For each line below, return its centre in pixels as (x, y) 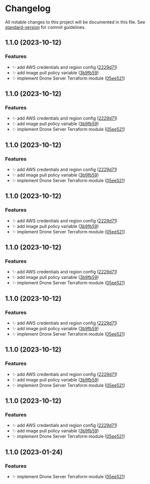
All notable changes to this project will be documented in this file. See (75, 22)
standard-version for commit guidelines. (45, 27)
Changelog (28, 9)
